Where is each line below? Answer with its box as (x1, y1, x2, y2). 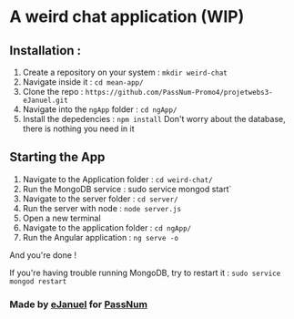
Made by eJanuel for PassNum (9, 298, 148, 311)
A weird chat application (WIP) (9, 6, 245, 27)
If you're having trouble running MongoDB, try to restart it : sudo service (9, 267, 281, 278)
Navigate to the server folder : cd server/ (22, 193, 179, 204)
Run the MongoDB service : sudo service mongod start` (22, 183, 232, 194)
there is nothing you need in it (22, 123, 135, 134)
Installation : (9, 43, 82, 58)
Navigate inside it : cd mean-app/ (22, 77, 144, 87)
